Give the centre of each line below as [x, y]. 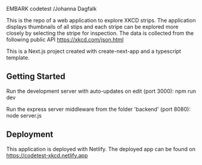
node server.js [24, 115]
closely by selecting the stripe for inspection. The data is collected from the [100, 33]
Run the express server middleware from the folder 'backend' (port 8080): [99, 109]
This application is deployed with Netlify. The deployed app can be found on [101, 149]
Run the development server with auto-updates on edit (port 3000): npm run [101, 91]
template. [18, 58]
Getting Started [36, 77]
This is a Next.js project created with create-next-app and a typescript [94, 51]
